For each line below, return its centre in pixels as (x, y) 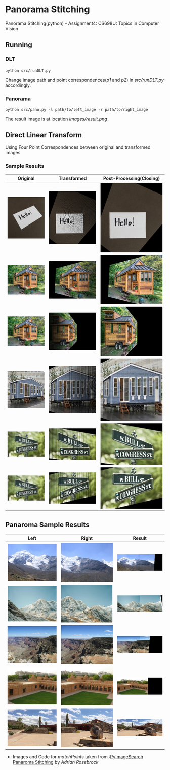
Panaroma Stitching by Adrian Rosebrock (55, 762)
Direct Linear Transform (44, 135)
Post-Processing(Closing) (132, 178)
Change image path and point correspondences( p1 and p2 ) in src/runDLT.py (85, 80)
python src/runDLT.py (28, 70)
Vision (12, 28)
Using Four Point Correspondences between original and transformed (78, 147)
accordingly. (18, 85)
